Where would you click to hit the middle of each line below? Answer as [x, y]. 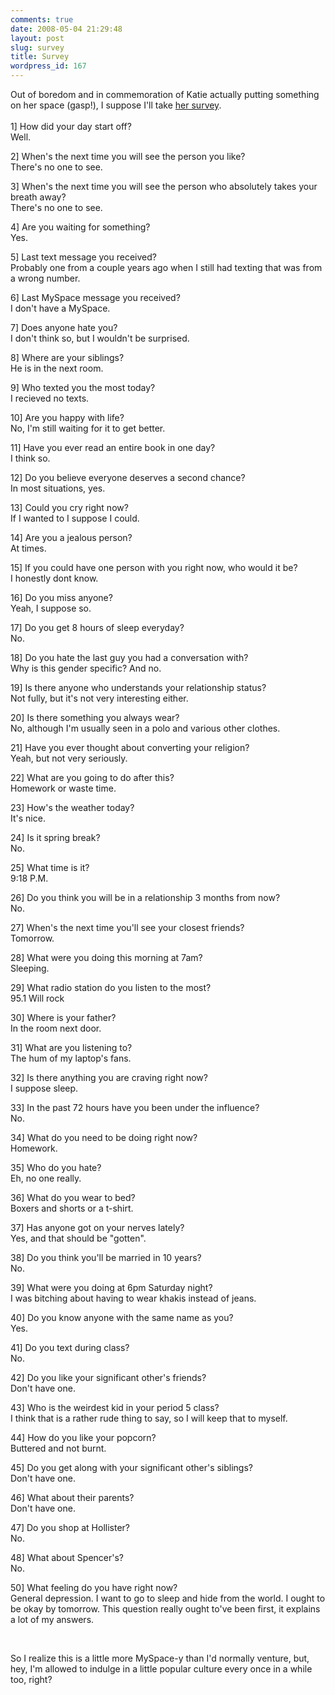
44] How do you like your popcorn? [83, 1437]
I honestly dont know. [54, 578]
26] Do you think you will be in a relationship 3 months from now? [145, 897]
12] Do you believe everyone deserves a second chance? [128, 477]
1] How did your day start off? [71, 126]
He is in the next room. [57, 368]
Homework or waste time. [63, 788]
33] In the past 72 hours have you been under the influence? [135, 1107]
